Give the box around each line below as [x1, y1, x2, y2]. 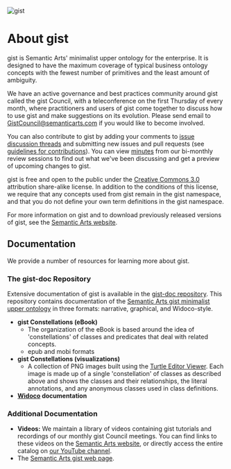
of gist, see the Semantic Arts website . [7, 218, 118, 226]
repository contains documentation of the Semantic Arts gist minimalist [7, 297, 210, 305]
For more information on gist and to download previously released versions [7, 210, 222, 219]
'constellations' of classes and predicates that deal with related [27, 333, 208, 341]
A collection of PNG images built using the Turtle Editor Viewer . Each [27, 362, 224, 370]
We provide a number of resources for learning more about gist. [7, 257, 189, 265]
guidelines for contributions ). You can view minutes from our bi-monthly [7, 146, 214, 155]
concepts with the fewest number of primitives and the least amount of [7, 68, 210, 76]
